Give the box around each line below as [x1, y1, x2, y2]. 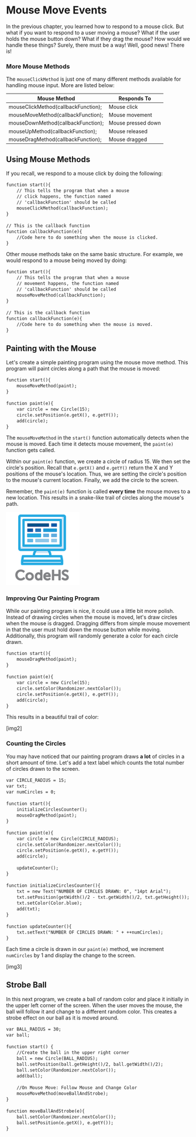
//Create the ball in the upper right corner [16, 1049, 130, 1056]
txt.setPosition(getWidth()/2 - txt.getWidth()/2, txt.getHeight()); [16, 894, 190, 900]
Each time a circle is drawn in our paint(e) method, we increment [6, 945, 164, 952]
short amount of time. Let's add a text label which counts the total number [6, 759, 185, 766]
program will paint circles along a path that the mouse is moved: [6, 365, 161, 372]
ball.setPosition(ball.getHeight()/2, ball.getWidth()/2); [16, 1061, 164, 1067]
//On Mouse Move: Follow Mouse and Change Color [16, 1084, 137, 1091]
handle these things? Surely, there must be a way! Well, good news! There [6, 42, 185, 49]
